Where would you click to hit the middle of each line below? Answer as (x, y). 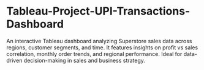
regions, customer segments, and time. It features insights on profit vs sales (102, 47)
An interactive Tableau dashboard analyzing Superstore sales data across (99, 41)
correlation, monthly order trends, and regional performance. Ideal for (94, 54)
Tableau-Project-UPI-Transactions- (98, 11)
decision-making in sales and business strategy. (85, 60)
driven (14, 60)
